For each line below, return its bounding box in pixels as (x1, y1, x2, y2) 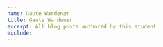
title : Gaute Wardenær (7, 17, 73, 23)
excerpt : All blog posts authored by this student (7, 23, 157, 30)
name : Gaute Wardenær (7, 10, 70, 17)
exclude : (7, 29, 33, 37)
